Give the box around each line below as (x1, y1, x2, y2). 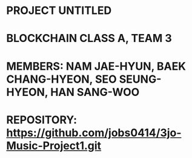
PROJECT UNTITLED (6, 4, 112, 18)
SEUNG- (119, 72, 162, 86)
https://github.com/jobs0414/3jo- (6, 126, 182, 140)
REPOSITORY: (6, 113, 78, 126)
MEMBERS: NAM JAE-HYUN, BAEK (6, 59, 187, 73)
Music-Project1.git (6, 139, 102, 153)
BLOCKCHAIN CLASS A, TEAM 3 (6, 32, 172, 46)
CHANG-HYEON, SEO (6, 72, 117, 86)
